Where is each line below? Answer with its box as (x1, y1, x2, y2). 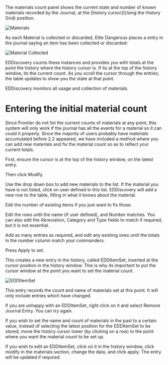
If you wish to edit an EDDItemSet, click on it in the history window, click (5, 343, 154, 349)
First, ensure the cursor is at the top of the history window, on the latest (5, 156, 153, 162)
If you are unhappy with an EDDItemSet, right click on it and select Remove (5, 302, 160, 308)
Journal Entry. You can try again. (5, 307, 73, 314)
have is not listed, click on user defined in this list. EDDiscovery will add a (5, 186, 157, 192)
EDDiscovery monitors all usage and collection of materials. (5, 85, 129, 91)
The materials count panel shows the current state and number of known (5, 5, 156, 10)
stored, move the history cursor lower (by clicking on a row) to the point (5, 328, 154, 334)
